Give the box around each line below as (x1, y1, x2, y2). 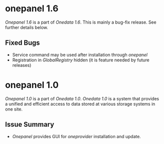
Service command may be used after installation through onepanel (12, 52, 148, 58)
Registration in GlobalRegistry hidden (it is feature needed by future (12, 57, 150, 63)
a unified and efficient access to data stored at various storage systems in (5, 101, 156, 107)
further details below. (5, 24, 48, 30)
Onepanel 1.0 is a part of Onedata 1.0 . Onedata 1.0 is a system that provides (5, 95, 159, 101)
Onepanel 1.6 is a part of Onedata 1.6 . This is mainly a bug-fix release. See (5, 19, 157, 25)
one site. (5, 106, 23, 112)
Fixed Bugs (5, 39, 40, 47)
